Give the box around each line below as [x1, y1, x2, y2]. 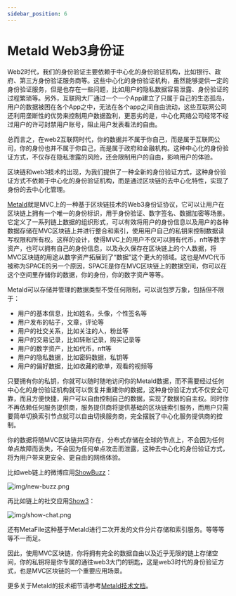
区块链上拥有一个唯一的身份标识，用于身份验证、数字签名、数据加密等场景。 [7, 209, 229, 217]
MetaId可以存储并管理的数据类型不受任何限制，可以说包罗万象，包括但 [7, 285, 212, 294]
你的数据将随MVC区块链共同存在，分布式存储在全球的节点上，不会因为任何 [7, 435, 225, 443]
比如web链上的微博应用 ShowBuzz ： [7, 468, 112, 477]
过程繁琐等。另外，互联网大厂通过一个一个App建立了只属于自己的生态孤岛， [7, 93, 228, 102]
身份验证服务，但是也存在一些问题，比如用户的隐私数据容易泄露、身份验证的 [7, 85, 229, 93]
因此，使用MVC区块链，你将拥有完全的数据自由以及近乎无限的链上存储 [7, 549, 213, 557]
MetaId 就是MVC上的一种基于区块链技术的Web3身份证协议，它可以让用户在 [7, 200, 225, 208]
